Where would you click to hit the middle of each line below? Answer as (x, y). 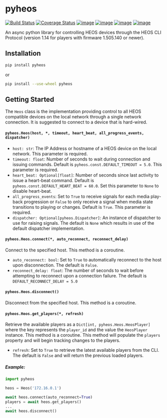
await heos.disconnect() (31, 411)
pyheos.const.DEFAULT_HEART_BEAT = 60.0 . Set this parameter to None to (85, 186)
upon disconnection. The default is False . (55, 265)
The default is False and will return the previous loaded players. (78, 356)
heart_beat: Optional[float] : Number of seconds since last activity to (85, 175)
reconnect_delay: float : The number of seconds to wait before (78, 270)
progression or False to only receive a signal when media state (88, 202)
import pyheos (20, 379)
